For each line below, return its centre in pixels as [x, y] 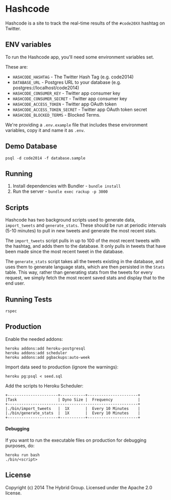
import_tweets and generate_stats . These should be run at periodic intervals [86, 225]
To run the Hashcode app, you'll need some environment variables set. [80, 57]
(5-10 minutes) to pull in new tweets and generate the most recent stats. [81, 231]
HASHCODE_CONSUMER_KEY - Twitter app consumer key [66, 93]
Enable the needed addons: [34, 339]
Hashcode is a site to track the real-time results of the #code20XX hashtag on [85, 23]
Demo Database [31, 146]
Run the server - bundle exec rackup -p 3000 [60, 191]
